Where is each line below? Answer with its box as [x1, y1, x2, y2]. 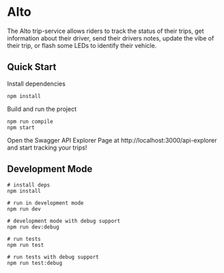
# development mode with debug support [7, 217, 121, 224]
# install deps [7, 181, 51, 189]
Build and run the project [7, 104, 77, 113]
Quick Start [7, 61, 57, 73]
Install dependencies [7, 80, 66, 88]
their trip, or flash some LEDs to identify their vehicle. [7, 41, 157, 49]
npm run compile [7, 118, 53, 125]
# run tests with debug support [7, 253, 99, 261]
